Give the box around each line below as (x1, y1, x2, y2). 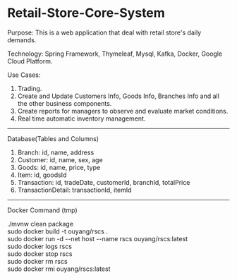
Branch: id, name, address (17, 148, 95, 157)
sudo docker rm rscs (7, 257, 68, 265)
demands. (7, 35, 37, 44)
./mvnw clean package (7, 219, 74, 228)
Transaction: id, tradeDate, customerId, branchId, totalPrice (17, 178, 190, 186)
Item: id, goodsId (17, 171, 67, 179)
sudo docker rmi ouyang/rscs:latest (7, 264, 111, 273)
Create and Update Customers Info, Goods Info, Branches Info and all (17, 92, 220, 100)
